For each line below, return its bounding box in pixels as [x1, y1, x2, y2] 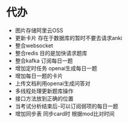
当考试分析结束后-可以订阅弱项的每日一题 [14, 102, 119, 110]
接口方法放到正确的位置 [14, 95, 74, 102]
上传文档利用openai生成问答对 [14, 79, 91, 87]
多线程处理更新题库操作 [14, 87, 74, 95]
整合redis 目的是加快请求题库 [14, 49, 88, 56]
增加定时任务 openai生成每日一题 [14, 64, 98, 71]
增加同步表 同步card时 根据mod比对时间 [14, 110, 115, 117]
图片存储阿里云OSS [14, 27, 63, 34]
